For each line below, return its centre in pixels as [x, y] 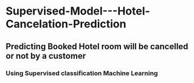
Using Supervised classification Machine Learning [82, 73]
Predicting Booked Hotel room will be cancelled [97, 46]
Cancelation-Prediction [66, 24]
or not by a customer [46, 56]
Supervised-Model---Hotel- [78, 11]
